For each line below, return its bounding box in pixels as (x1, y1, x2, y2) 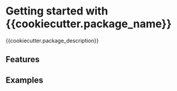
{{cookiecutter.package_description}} (5, 37, 99, 44)
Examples (5, 75, 43, 85)
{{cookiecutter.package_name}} (5, 17, 172, 31)
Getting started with (5, 4, 108, 18)
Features (5, 54, 40, 64)
